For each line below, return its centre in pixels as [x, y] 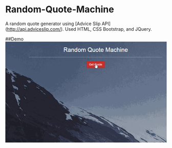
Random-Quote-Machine [60, 9]
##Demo [15, 39]
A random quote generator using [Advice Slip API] [58, 24]
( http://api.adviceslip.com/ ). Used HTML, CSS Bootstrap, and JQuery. [79, 29]
